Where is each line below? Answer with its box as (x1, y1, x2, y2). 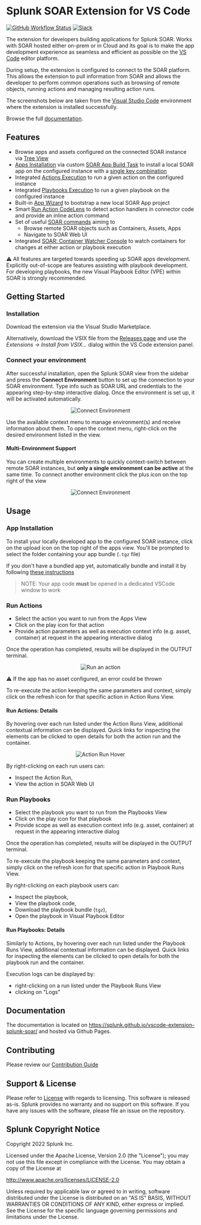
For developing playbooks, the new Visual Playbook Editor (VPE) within (6, 268, 181, 275)
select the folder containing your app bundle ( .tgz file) (6, 550, 141, 557)
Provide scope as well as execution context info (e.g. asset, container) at (14, 821, 194, 829)
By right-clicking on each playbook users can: (6, 882, 120, 889)
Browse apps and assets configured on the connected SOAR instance (14, 148, 187, 155)
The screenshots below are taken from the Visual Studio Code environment (6, 97, 191, 104)
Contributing (6, 1045, 55, 1055)
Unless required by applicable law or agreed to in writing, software (6, 1187, 170, 1195)
